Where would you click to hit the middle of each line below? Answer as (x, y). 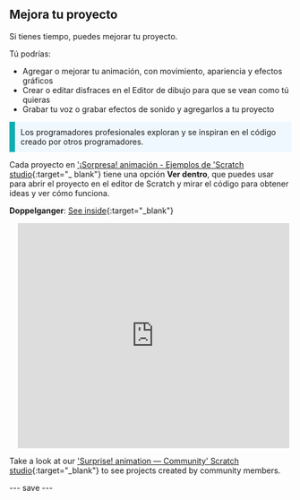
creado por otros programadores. (82, 142)
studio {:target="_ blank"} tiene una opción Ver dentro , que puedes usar (142, 174)
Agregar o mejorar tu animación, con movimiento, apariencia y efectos (152, 71)
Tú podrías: (30, 54)
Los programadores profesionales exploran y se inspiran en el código (149, 132)
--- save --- (31, 487)
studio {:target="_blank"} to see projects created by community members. (145, 470)
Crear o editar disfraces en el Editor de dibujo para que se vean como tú (155, 90)
